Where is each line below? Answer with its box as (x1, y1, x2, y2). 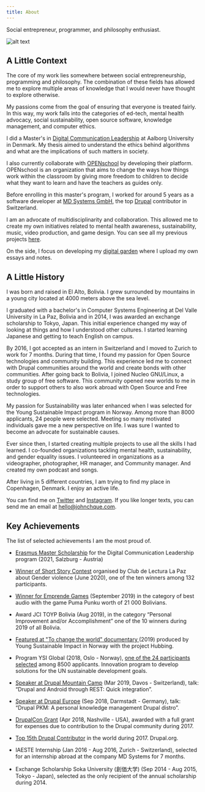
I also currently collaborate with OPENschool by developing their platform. (6, 160, 193, 167)
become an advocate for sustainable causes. (6, 428, 120, 436)
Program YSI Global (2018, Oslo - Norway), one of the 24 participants (15, 654, 191, 662)
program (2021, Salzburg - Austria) (15, 556, 103, 563)
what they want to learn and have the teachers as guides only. (6, 179, 163, 187)
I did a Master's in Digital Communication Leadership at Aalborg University (6, 134, 194, 142)
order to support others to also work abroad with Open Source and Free (6, 384, 188, 391)
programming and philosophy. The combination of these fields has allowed (6, 78, 195, 86)
